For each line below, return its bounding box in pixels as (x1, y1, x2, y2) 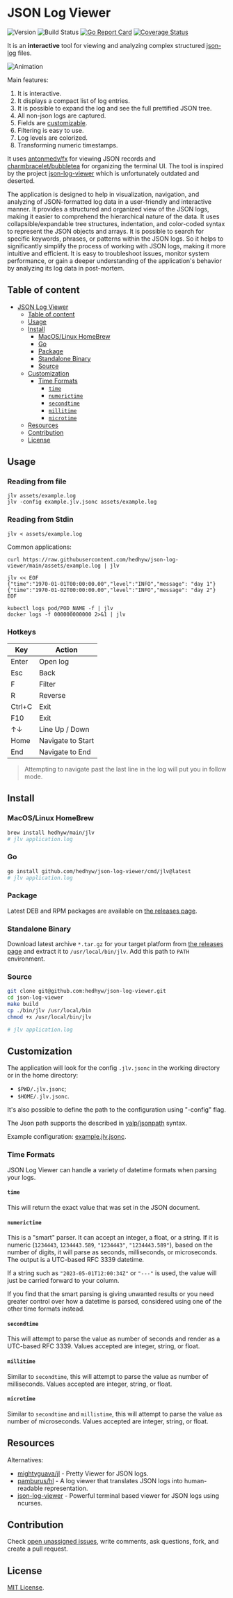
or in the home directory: (7, 1071, 79, 1080)
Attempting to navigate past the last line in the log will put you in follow (24, 765, 227, 774)
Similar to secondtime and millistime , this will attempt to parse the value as (7, 1409, 223, 1418)
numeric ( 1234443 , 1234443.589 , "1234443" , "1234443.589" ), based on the (7, 1240, 214, 1249)
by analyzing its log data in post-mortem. (7, 264, 125, 272)
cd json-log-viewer (7, 994, 64, 1001)
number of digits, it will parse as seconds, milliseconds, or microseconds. (7, 1248, 218, 1256)
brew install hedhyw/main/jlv (7, 829, 95, 836)
